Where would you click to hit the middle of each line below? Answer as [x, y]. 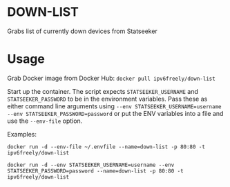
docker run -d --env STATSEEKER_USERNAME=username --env [91, 165]
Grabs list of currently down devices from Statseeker [82, 31]
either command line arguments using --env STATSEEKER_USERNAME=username [114, 106]
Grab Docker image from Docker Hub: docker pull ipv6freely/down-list [111, 78]
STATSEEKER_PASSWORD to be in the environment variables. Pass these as [107, 99]
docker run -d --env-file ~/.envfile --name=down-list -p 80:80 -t [106, 147]
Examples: [22, 134]
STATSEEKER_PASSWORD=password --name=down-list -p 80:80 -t [96, 171]
